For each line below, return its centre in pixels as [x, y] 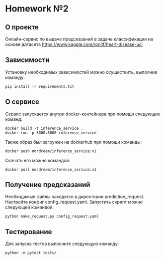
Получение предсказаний [48, 185]
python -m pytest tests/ [31, 253]
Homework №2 [37, 9]
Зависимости [27, 60]
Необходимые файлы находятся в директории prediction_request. [75, 197]
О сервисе [22, 102]
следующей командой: [29, 207]
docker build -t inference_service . [44, 128]
